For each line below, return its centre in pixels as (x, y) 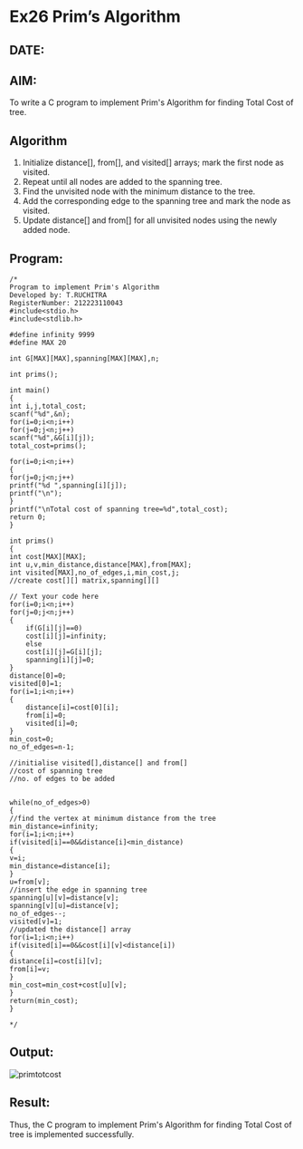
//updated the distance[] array (70, 930)
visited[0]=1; (36, 684)
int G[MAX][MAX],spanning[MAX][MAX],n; (85, 359)
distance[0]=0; (38, 676)
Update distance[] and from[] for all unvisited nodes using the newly (150, 220)
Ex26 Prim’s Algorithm (95, 17)
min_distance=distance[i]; (60, 866)
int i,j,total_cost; (48, 406)
